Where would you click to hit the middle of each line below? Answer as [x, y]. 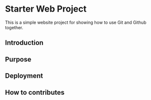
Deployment [24, 76]
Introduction [24, 43]
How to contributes [35, 92]
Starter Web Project [46, 9]
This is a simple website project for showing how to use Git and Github [76, 22]
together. [14, 27]
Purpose [18, 59]
